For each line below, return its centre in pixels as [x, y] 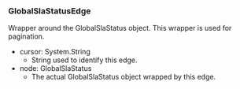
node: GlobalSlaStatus [55, 69]
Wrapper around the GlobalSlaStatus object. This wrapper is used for [120, 28]
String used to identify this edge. [84, 60]
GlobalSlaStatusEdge [50, 11]
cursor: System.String [55, 52]
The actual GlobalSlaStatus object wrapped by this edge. [124, 77]
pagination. [26, 36]
